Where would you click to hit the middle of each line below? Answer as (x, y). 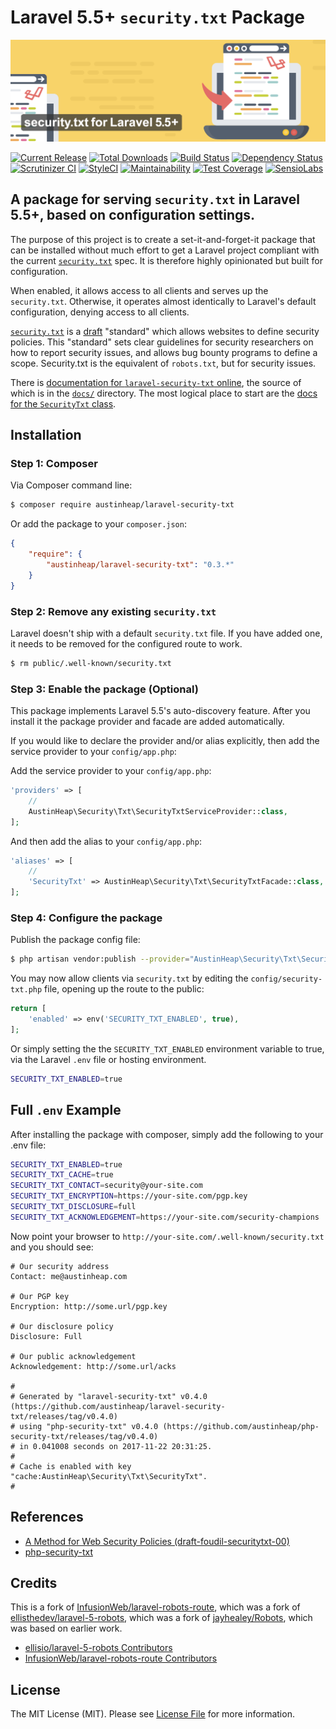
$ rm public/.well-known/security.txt (91, 663)
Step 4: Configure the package (86, 918)
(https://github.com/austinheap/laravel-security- (118, 1406)
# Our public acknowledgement (73, 1356)
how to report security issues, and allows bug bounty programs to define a (164, 352)
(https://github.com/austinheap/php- (241, 1426)
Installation (46, 435)
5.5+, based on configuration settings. (133, 215)
